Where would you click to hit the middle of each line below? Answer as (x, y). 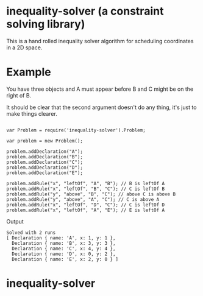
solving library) (46, 24)
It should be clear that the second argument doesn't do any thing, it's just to (101, 107)
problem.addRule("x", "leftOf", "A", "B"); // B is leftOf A (86, 183)
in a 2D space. (24, 48)
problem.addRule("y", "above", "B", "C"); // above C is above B (91, 194)
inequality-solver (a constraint (85, 11)
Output (15, 221)
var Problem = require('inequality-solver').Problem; (76, 130)
